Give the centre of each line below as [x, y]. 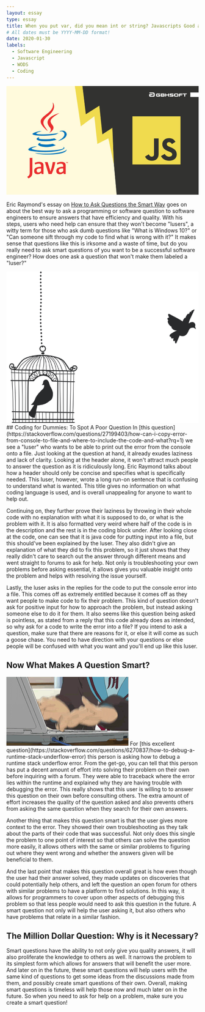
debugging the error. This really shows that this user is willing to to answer [100, 789]
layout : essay [24, 13]
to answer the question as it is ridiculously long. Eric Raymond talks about [99, 466]
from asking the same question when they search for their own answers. [97, 808]
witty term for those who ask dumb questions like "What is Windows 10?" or [102, 230]
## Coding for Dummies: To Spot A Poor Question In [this [78, 427]
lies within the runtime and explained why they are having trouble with [94, 783]
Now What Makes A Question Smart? [78, 665]
